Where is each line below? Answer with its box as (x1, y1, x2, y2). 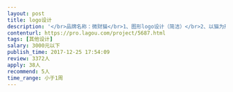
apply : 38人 (7, 62, 41, 68)
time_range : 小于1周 (7, 74, 64, 82)
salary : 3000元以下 (7, 42, 60, 49)
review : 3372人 (7, 55, 50, 62)
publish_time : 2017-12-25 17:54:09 (7, 49, 110, 56)
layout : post (7, 10, 45, 17)
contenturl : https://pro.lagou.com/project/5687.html (7, 29, 166, 37)
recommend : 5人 (7, 68, 50, 75)
